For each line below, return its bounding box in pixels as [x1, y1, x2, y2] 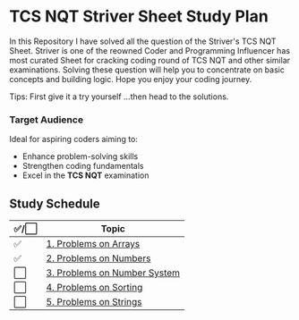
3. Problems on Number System [46, 266, 181, 279]
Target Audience [9, 114, 83, 126]
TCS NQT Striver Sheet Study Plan [9, 6, 269, 27]
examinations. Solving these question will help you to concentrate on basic [9, 64, 285, 75]
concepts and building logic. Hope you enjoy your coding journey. [9, 73, 252, 84]
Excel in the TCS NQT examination [21, 170, 149, 181]
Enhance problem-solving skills [21, 151, 139, 162]
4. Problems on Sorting [46, 282, 143, 294]
